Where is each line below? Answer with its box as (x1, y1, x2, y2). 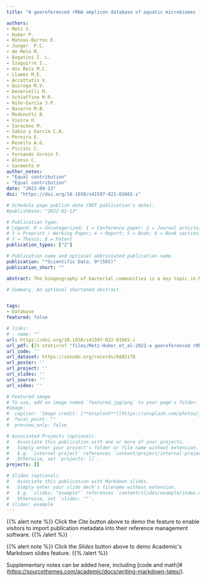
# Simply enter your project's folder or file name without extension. (6, 444, 199, 451)
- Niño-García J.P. (6, 100, 56, 106)
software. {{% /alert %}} (6, 531, 68, 539)
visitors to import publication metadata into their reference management (6, 525, 188, 532)
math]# (164, 561, 183, 569)
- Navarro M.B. (6, 106, 45, 112)
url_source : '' (6, 377, 45, 383)
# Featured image (6, 393, 51, 399)
